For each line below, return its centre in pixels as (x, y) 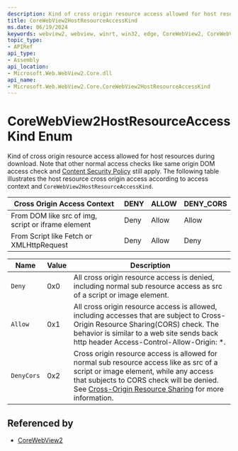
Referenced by (40, 423)
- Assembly (23, 60)
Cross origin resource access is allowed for (145, 354)
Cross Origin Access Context (64, 204)
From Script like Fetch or (51, 236)
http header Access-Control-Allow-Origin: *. (149, 343)
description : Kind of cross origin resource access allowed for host (112, 14)
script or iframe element (51, 225)
